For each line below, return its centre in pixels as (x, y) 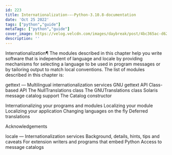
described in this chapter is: (35, 75)
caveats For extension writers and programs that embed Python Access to (84, 142)
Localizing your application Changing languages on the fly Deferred (77, 111)
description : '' (23, 39)
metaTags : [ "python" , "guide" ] (38, 29)
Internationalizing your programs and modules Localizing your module (79, 105)
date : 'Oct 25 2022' (27, 19)
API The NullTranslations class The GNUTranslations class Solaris (89, 90)
